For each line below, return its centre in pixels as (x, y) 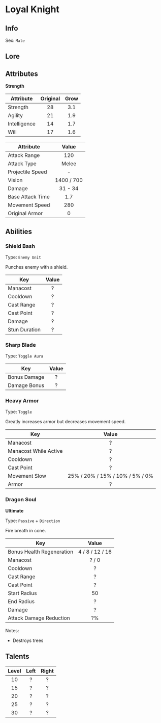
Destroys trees (28, 640)
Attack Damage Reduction (39, 618)
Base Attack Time (29, 197)
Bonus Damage (26, 377)
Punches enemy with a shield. (37, 267)
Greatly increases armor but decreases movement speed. (66, 422)
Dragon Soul (21, 500)
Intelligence (22, 124)
